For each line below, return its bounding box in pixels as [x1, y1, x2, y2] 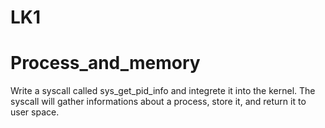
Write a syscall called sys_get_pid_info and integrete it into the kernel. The [10, 85, 316, 97]
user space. [10, 106, 60, 118]
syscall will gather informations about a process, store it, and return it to [10, 96, 307, 108]
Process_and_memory [10, 52, 201, 75]
